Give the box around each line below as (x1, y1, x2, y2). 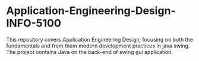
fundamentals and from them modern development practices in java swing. (6, 42, 190, 49)
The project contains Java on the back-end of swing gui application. (6, 48, 173, 55)
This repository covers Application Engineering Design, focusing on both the (6, 36, 193, 43)
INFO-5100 (6, 16, 61, 30)
